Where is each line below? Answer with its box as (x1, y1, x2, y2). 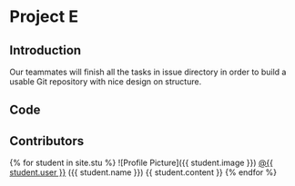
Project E (9, 6, 79, 27)
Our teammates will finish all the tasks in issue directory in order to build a (9, 66, 287, 77)
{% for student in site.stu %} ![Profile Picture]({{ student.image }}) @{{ (9, 157, 274, 169)
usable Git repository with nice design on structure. (9, 76, 202, 87)
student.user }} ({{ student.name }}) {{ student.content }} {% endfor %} (9, 167, 278, 178)
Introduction (9, 43, 82, 58)
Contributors (9, 133, 85, 149)
